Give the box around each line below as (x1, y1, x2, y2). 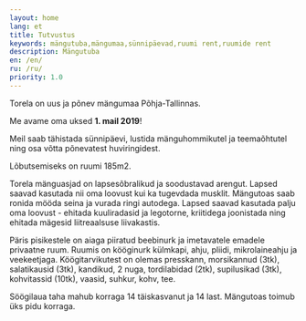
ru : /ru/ (9, 65, 43, 74)
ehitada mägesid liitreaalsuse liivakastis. (9, 216, 161, 228)
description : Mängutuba (9, 47, 100, 57)
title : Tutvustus (9, 30, 76, 39)
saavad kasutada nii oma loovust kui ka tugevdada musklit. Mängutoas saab (9, 188, 295, 199)
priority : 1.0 (9, 73, 64, 82)
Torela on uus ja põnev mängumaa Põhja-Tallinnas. (9, 98, 201, 109)
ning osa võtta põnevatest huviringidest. (9, 142, 161, 153)
